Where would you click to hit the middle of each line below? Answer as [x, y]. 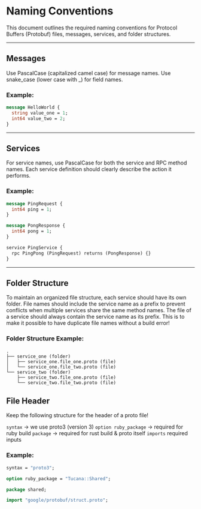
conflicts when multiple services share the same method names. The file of [99, 310]
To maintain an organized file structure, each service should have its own [96, 298]
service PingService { [34, 247]
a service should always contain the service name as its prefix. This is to [95, 317]
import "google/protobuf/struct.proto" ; [57, 500]
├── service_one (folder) [38, 356]
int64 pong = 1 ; [32, 231]
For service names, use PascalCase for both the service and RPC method [97, 163]
